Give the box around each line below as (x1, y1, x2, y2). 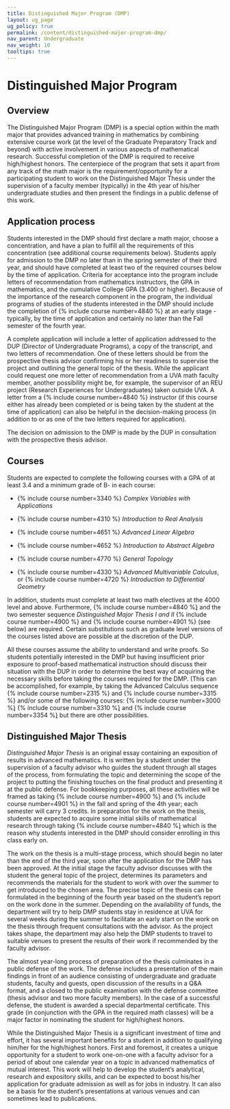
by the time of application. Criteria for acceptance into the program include (7, 270, 218, 278)
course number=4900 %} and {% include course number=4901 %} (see (7, 618, 211, 626)
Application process (7, 216, 96, 228)
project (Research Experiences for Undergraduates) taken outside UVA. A (7, 385, 214, 394)
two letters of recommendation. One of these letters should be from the (7, 349, 209, 357)
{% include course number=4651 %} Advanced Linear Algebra (16, 528, 195, 536)
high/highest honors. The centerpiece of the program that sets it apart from (7, 159, 220, 168)
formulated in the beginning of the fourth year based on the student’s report (7, 893, 221, 901)
